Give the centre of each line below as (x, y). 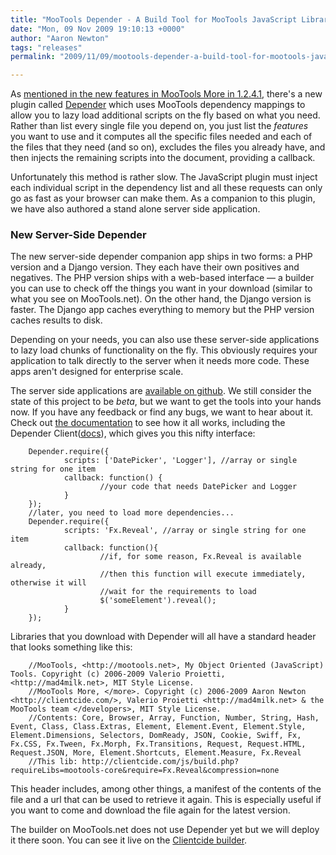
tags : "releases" (46, 47)
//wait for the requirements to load (178, 592)
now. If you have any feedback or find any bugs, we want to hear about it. (162, 412)
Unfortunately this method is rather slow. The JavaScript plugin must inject (164, 177)
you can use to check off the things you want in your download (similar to (161, 288)
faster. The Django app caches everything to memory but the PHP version (162, 310)
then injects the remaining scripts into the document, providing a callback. (163, 158)
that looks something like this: (71, 647)
